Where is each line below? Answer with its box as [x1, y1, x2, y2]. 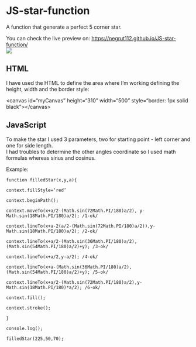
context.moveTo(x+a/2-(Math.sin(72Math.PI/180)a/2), [6, 208, 137, 214]
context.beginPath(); [6, 197, 59, 203]
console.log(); [6, 325, 43, 331]
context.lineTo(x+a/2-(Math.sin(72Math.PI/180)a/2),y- [6, 279, 143, 285]
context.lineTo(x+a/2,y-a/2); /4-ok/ [6, 253, 98, 260]
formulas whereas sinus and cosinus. [6, 154, 96, 162]
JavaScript [6, 120, 47, 130]
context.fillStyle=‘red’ [6, 187, 67, 193]
